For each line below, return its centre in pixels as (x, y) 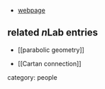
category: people (33, 77)
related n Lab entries (52, 32)
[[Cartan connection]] (49, 63)
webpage (32, 10)
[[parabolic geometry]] (51, 50)
